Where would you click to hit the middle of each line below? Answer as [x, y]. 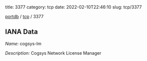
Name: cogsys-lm [23, 43]
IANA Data [21, 32]
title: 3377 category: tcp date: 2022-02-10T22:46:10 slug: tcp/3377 [73, 7]
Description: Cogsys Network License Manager [53, 53]
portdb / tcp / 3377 [24, 16]
